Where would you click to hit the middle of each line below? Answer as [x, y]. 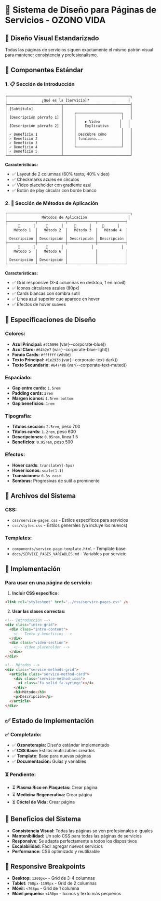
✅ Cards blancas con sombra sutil [46, 293]
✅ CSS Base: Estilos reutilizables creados [53, 751]
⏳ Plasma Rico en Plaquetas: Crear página [55, 787]
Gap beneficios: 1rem [33, 403]
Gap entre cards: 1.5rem [36, 388]
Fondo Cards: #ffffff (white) [41, 354]
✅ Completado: [23, 735]
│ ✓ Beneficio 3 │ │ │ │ [69, 143]
